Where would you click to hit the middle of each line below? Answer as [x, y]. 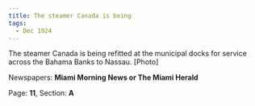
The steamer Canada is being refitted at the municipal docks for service [128, 54]
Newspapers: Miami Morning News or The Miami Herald [104, 78]
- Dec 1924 [34, 31]
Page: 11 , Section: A [41, 93]
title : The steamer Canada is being [70, 16]
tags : [17, 23]
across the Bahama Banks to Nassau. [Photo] [84, 62]
